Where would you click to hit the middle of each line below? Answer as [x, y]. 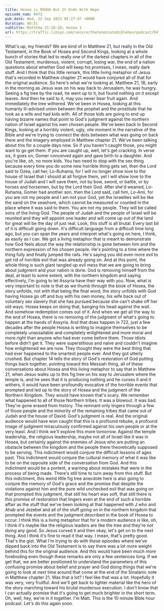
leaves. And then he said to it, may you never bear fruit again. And [72, 98]
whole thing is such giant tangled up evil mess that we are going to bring [78, 265]
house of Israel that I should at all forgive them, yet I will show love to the [78, 176]
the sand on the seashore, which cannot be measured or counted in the [77, 202]
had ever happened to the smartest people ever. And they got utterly [74, 354]
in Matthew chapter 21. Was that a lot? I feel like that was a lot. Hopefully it [80, 577]
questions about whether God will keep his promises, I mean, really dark [78, 67]
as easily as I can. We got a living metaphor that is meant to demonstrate [78, 239]
